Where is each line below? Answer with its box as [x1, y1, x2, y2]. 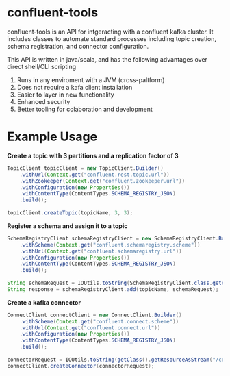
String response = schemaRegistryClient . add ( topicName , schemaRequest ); [7, 286, 219, 292]
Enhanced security [16, 97, 71, 105]
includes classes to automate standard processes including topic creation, [7, 34, 217, 42]
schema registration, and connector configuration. [7, 42, 149, 50]
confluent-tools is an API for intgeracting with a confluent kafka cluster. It [7, 27, 214, 36]
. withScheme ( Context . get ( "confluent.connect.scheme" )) [19, 318, 179, 325]
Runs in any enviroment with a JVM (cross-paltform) [16, 75, 165, 84]
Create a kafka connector [7, 298, 81, 306]
